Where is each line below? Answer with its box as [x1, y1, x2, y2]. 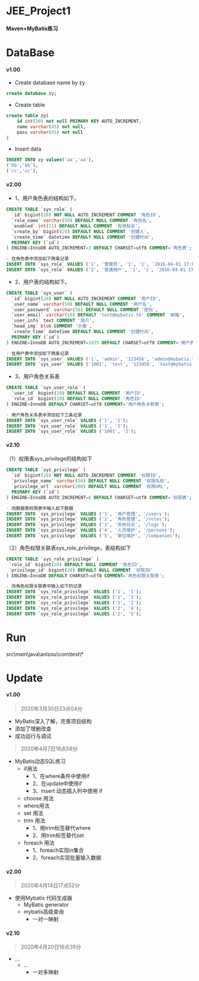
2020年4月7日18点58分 [20, 745, 78, 752]
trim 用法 [23, 817, 46, 825]
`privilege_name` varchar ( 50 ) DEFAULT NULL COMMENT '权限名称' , [11, 478, 170, 484]
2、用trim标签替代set [32, 832, 84, 839]
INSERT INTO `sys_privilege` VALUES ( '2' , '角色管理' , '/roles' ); [6, 516, 170, 522]
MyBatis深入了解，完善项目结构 [14, 718, 92, 725]
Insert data [14, 145, 41, 152]
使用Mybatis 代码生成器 [14, 894, 73, 902]
